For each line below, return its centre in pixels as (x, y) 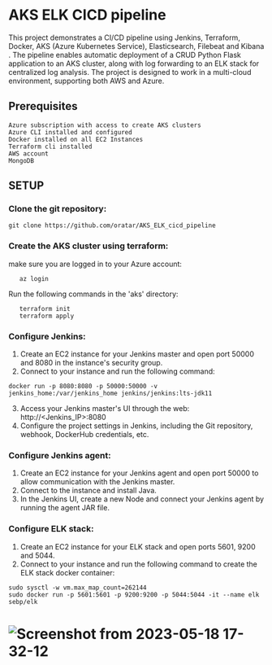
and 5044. (37, 555)
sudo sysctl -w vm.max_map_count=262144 (78, 588)
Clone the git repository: (58, 209)
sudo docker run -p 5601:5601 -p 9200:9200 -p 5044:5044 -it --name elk (134, 595)
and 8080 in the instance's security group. (91, 363)
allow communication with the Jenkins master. (97, 482)
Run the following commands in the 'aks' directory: (93, 294)
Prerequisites (43, 106)
